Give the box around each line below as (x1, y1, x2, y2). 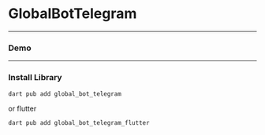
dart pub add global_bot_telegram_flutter (8, 119, 150, 127)
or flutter (8, 104, 37, 114)
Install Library (8, 72, 62, 83)
